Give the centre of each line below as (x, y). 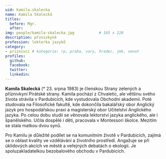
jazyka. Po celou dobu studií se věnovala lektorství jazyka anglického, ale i (82, 115)
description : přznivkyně (31, 38)
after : (16, 28)
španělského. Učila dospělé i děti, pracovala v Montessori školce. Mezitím (81, 120)
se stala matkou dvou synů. (33, 125)
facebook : (20, 65)
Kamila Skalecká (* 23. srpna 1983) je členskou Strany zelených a (73, 88)
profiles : (15, 56)
